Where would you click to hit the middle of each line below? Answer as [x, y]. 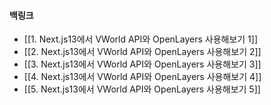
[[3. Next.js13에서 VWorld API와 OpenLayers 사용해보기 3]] [142, 64]
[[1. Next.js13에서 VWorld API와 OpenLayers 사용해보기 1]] [141, 39]
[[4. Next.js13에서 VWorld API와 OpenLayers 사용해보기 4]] [142, 77]
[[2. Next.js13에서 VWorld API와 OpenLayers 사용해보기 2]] [142, 52]
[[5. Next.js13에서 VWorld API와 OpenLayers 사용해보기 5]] [142, 89]
